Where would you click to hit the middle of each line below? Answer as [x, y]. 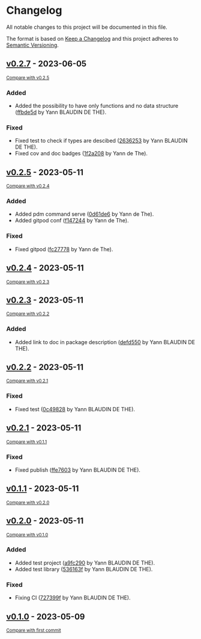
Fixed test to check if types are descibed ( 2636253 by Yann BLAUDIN [101, 141]
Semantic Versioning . [32, 45]
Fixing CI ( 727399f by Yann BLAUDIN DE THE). [73, 598]
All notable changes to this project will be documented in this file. [87, 27]
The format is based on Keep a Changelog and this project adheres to [92, 38]
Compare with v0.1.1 [26, 442]
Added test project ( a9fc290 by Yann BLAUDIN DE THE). [85, 563]
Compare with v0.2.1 [27, 381]
